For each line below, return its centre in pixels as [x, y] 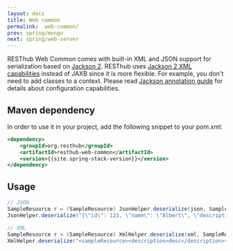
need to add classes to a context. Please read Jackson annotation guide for [115, 81]
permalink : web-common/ [43, 26]
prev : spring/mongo [35, 33]
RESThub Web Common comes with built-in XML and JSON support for [109, 59]
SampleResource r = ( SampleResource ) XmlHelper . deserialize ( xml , [103, 234]
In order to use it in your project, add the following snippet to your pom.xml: [115, 127]
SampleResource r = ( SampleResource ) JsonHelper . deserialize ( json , [107, 209]
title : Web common [34, 20]
